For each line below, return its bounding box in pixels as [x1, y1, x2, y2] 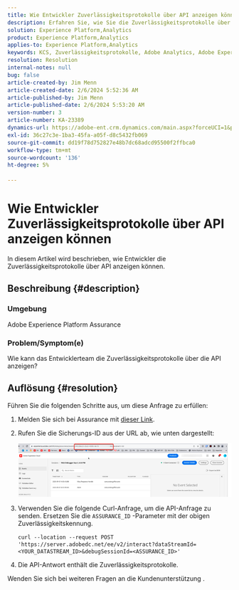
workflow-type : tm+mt [7, 147, 72, 154]
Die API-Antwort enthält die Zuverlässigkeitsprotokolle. [17, 560, 179, 569]
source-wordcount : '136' [7, 154, 81, 162]
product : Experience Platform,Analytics [7, 34, 129, 41]
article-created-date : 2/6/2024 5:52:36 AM [7, 86, 139, 94]
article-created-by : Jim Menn [7, 79, 97, 86]
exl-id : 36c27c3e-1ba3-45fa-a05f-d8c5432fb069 [7, 132, 148, 139]
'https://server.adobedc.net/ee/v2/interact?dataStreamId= [17, 541, 197, 548]
